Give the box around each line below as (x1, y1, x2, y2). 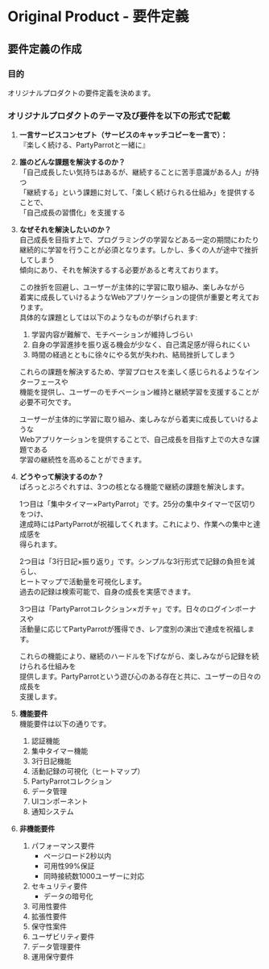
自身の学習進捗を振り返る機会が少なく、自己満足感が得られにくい (31, 340, 250, 349)
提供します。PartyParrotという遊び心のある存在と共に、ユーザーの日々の (19, 671, 262, 682)
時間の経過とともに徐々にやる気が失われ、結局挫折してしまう (31, 350, 236, 360)
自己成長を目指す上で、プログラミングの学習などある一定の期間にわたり (19, 235, 259, 244)
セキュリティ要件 (31, 881, 88, 892)
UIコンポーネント (31, 796, 89, 807)
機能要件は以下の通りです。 (19, 719, 111, 729)
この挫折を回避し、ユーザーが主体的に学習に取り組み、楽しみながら (19, 282, 246, 292)
